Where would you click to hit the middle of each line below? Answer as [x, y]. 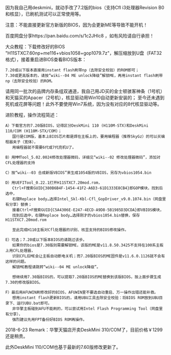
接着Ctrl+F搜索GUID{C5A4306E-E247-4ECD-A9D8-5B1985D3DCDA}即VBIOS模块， [88, 210]
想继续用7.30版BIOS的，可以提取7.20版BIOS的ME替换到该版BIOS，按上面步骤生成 [87, 277]
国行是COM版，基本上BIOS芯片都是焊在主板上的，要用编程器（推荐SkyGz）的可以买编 [88, 136]
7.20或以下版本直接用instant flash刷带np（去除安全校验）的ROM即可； [72, 70]
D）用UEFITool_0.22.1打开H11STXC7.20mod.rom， [54, 183]
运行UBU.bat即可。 [34, 303]
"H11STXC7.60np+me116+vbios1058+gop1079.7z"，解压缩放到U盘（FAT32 [84, 53]
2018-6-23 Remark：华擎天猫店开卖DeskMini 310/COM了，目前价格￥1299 [84, 330]
